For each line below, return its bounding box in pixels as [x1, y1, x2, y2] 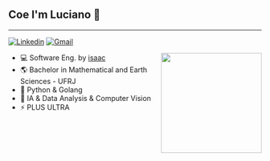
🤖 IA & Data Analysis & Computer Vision [19, 93, 151, 103]
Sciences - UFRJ [19, 76, 76, 86]
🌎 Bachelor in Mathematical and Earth [19, 65, 148, 74]
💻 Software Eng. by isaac [19, 53, 106, 62]
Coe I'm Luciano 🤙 [8, 8, 100, 22]
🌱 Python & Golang [19, 85, 83, 95]
